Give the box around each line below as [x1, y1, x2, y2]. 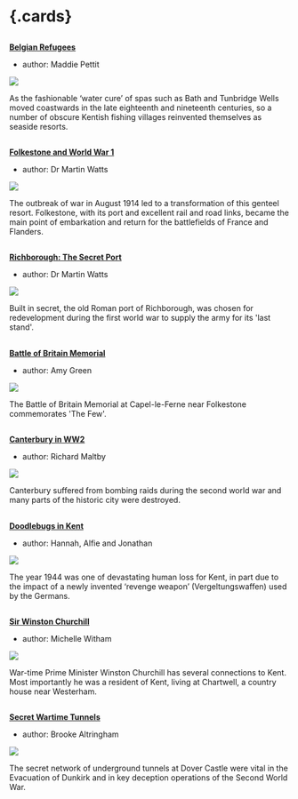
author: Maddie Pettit [21, 59, 100, 69]
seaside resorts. [9, 121, 68, 132]
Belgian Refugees [9, 42, 77, 52]
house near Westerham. [9, 686, 98, 697]
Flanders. [9, 226, 44, 236]
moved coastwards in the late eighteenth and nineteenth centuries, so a [9, 102, 272, 113]
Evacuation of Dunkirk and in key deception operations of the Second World [9, 772, 288, 783]
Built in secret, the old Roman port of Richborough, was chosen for [9, 303, 254, 314]
